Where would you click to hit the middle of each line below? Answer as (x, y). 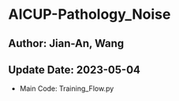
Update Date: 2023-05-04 (74, 69)
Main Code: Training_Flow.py (67, 88)
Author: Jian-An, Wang (66, 43)
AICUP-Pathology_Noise (89, 14)
